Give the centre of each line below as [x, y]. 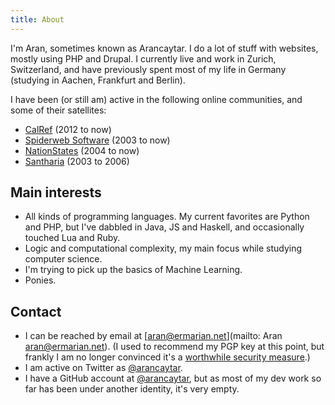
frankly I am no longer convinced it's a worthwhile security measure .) [167, 357]
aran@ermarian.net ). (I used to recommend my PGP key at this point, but [174, 347]
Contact [36, 311]
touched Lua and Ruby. [72, 238]
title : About [37, 19]
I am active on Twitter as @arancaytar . [103, 368]
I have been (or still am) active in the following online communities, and [156, 99]
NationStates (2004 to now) [82, 150]
